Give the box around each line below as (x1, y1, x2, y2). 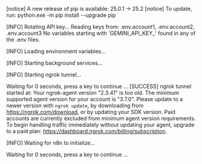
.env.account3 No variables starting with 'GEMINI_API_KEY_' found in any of (6, 30, 196, 37)
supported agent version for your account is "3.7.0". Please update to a (6, 96, 183, 102)
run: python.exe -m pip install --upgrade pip (6, 11, 116, 19)
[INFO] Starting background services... (6, 60, 103, 66)
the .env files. (6, 36, 41, 43)
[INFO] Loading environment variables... (6, 48, 106, 55)
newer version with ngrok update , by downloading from (6, 102, 144, 109)
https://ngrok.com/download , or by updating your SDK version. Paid (6, 109, 175, 115)
